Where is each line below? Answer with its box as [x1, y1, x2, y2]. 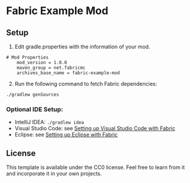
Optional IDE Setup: [6, 105, 63, 113]
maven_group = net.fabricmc [17, 65, 86, 71]
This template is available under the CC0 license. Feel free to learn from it [6, 164, 185, 171]
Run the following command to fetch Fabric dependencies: [14, 81, 158, 87]
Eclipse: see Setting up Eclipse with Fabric [14, 131, 118, 138]
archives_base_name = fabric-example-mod [17, 70, 120, 76]
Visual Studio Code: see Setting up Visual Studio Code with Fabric [14, 125, 176, 132]
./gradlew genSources [6, 92, 60, 98]
